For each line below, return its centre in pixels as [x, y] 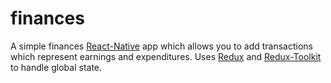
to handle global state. [56, 67]
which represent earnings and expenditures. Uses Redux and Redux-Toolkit [166, 56]
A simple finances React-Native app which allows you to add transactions [162, 46]
